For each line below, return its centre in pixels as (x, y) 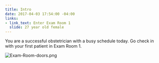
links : (12, 18)
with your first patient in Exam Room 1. (43, 46)
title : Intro (18, 9)
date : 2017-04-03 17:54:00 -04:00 (40, 14)
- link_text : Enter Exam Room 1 (38, 23)
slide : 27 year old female (37, 27)
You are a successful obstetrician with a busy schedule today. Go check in (79, 41)
